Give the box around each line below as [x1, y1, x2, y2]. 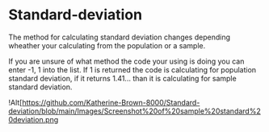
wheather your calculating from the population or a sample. [8, 40, 206, 50]
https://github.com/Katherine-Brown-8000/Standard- [21, 97, 200, 107]
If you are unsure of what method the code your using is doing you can [8, 56, 245, 66]
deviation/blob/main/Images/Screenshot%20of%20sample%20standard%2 [8, 106, 261, 116]
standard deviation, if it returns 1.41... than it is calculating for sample [8, 73, 237, 83]
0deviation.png [8, 114, 59, 124]
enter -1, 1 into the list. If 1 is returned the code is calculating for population [8, 64, 257, 74]
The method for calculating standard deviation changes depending [8, 32, 231, 42]
